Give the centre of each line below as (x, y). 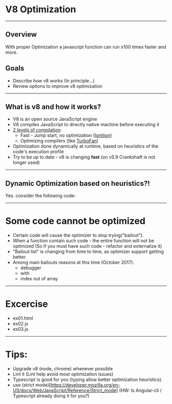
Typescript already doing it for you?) (51, 396)
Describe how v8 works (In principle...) (53, 81)
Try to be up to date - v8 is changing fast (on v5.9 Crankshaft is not (84, 157)
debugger (31, 268)
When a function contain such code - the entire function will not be (83, 241)
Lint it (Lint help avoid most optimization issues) (63, 374)
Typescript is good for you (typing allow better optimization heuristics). (88, 379)
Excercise (27, 304)
